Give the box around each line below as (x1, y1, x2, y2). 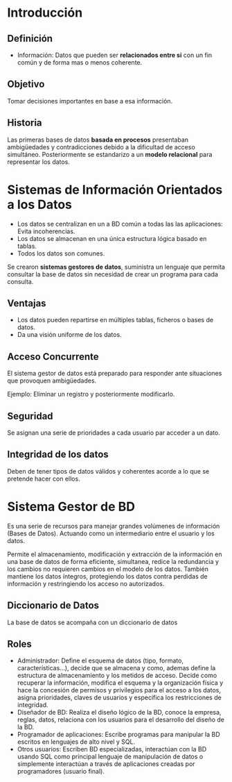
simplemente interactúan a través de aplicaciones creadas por (17, 760, 195, 768)
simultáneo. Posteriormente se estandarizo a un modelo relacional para (7, 150, 213, 158)
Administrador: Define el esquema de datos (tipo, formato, (17, 656, 184, 665)
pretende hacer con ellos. (7, 474, 81, 483)
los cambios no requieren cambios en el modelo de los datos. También (7, 565, 209, 573)
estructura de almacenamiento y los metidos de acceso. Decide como (17, 672, 217, 680)
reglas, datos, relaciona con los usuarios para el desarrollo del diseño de (17, 715, 225, 724)
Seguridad (7, 410, 53, 422)
